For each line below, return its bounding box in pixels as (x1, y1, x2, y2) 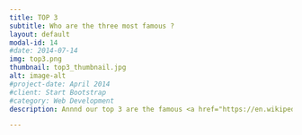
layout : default (9, 30, 70, 38)
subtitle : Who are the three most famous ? (9, 21, 175, 30)
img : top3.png (9, 55, 63, 63)
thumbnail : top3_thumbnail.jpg (9, 63, 127, 72)
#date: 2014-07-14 (9, 46, 78, 55)
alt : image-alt (9, 72, 67, 80)
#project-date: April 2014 (9, 80, 111, 89)
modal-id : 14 (9, 38, 58, 47)
